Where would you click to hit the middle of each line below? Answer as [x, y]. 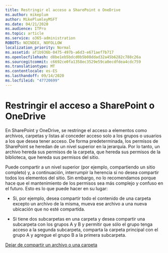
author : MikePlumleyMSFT [31, 19]
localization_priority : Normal [38, 48]
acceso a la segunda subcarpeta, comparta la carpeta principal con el [85, 229]
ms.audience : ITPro [26, 29]
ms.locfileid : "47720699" [32, 80]
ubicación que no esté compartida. [49, 209]
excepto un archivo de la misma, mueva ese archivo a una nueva [80, 203]
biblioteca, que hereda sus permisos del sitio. [52, 157]
